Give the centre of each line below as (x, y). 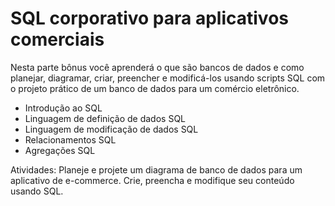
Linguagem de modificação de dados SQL (111, 129)
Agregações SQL (60, 150)
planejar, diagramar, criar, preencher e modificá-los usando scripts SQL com (168, 78)
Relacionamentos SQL (70, 139)
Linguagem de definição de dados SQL (105, 118)
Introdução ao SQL (63, 108)
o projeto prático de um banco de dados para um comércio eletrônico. (155, 88)
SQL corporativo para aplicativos (149, 18)
